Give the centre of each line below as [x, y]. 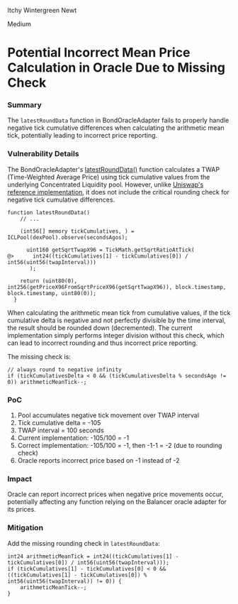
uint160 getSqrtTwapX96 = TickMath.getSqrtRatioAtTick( [110, 250]
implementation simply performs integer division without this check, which [116, 335]
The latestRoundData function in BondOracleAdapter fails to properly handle [118, 121]
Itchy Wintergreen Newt [42, 10]
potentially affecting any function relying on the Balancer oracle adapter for [117, 502]
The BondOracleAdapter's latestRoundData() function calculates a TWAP [114, 169]
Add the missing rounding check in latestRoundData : [84, 543]
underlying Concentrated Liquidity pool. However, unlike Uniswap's [106, 185]
